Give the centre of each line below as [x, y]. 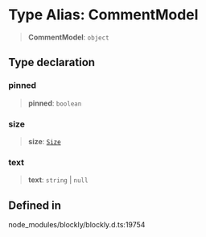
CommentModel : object [69, 37]
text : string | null [58, 180]
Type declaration [51, 62]
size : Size [45, 141]
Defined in [35, 205]
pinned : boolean [55, 103]
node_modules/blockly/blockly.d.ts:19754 [77, 225]
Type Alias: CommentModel [103, 15]
